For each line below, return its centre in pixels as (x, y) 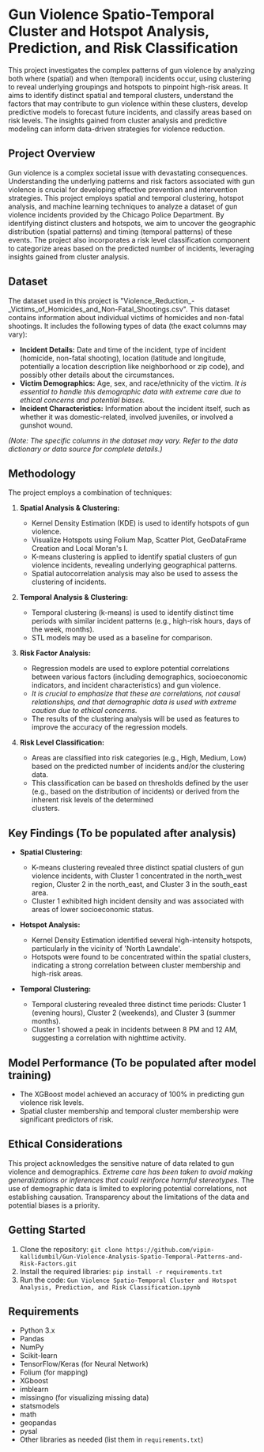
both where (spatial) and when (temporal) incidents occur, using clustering (130, 78)
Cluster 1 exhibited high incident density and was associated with (138, 901)
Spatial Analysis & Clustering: (70, 508)
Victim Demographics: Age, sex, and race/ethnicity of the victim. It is (133, 383)
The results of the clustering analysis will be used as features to (135, 719)
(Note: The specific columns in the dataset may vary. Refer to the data (123, 440)
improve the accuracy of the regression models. (109, 727)
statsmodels (40, 1406)
